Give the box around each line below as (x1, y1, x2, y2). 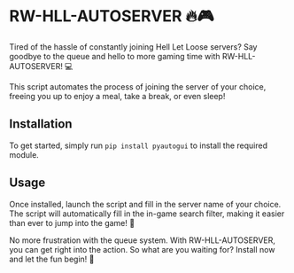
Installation (9, 116, 73, 132)
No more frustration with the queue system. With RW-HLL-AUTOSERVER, (9, 235, 276, 246)
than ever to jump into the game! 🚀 (9, 217, 135, 228)
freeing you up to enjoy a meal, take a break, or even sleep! (9, 90, 226, 101)
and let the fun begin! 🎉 (9, 253, 95, 264)
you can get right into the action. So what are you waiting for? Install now (9, 244, 275, 254)
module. (9, 149, 40, 160)
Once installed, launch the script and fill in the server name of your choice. (9, 199, 282, 209)
